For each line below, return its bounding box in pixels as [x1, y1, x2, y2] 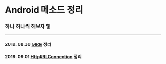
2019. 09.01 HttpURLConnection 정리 [5, 53, 82, 59]
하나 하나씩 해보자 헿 [5, 23, 51, 30]
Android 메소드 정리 [5, 4, 83, 16]
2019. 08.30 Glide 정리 [5, 42, 52, 47]
